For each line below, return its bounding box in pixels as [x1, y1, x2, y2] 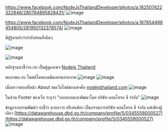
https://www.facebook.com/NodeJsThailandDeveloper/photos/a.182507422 [5, 5, 162, 10]
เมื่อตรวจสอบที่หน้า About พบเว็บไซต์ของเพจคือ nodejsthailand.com [5, 84, 128, 90]
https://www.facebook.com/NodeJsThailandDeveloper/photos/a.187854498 [5, 20, 163, 25]
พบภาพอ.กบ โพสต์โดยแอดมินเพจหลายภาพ [5, 74, 77, 80]
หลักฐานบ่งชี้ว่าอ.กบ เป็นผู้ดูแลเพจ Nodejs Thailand [5, 64, 96, 70]
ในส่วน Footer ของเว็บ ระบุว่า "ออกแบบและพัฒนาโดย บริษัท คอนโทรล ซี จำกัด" [5, 94, 140, 100]
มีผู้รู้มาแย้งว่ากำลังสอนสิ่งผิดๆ [5, 35, 53, 40]
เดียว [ [5, 110, 17, 116]
